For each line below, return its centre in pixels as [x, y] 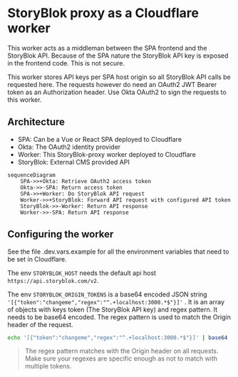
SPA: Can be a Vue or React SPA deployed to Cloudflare [100, 139]
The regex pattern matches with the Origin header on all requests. [121, 351]
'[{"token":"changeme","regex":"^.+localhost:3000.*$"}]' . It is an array [116, 301]
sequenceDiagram [31, 175]
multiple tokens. [48, 366]
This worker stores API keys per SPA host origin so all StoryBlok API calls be [119, 77]
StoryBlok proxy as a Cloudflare [103, 13]
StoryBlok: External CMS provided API [73, 162]
